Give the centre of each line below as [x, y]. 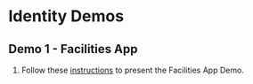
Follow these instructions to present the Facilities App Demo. [132, 70]
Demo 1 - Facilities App [73, 49]
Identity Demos [66, 16]
